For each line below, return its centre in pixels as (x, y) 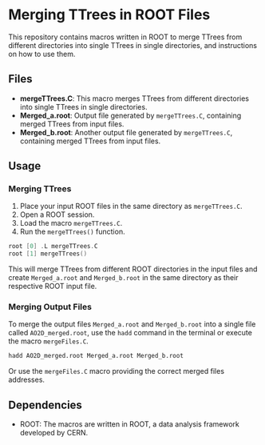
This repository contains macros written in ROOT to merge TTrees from (125, 37)
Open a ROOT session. (57, 214)
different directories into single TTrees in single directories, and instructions (133, 45)
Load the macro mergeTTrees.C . (71, 223)
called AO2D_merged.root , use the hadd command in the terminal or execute (131, 333)
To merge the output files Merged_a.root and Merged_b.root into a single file (132, 324)
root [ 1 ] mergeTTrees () (48, 254)
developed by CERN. (54, 433)
